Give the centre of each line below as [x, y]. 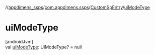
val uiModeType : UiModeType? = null [44, 47]
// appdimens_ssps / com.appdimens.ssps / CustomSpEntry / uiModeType [77, 7]
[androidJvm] [19, 41]
